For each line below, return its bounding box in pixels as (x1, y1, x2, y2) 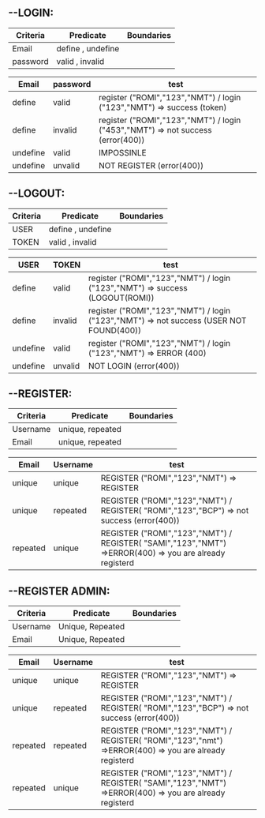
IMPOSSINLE (98, 147, 147, 158)
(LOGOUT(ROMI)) (88, 292, 155, 303)
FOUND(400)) (88, 325, 142, 336)
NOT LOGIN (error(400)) (88, 360, 180, 371)
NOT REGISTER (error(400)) (98, 159, 203, 171)
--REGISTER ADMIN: (8, 584, 110, 598)
